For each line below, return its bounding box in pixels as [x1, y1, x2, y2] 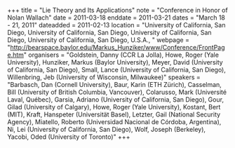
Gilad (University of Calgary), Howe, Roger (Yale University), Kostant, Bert [7, 103, 221, 111]
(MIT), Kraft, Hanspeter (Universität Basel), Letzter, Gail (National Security [7, 110, 221, 119]
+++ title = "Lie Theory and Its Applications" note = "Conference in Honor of [7, 6, 228, 14]
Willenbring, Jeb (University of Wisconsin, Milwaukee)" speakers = [7, 73, 201, 81]
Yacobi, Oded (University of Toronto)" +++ [7, 133, 130, 141]
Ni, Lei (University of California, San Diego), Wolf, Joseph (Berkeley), [7, 126, 206, 133]
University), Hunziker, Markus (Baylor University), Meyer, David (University [7, 58, 223, 66]
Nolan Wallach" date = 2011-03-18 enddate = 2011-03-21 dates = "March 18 [7, 13, 226, 22]
